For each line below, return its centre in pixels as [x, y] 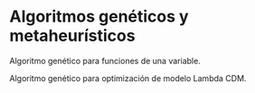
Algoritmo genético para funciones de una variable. [105, 60]
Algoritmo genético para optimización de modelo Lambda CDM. [128, 78]
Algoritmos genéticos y [99, 17]
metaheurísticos [72, 36]
